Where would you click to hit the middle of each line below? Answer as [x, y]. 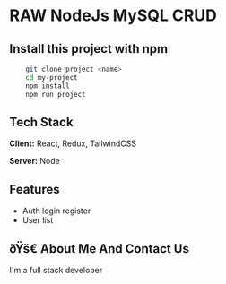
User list [38, 220]
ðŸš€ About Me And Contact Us [100, 249]
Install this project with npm [89, 49]
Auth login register [56, 211]
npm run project [56, 94]
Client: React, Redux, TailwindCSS [73, 143]
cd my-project [52, 77]
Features [35, 189]
